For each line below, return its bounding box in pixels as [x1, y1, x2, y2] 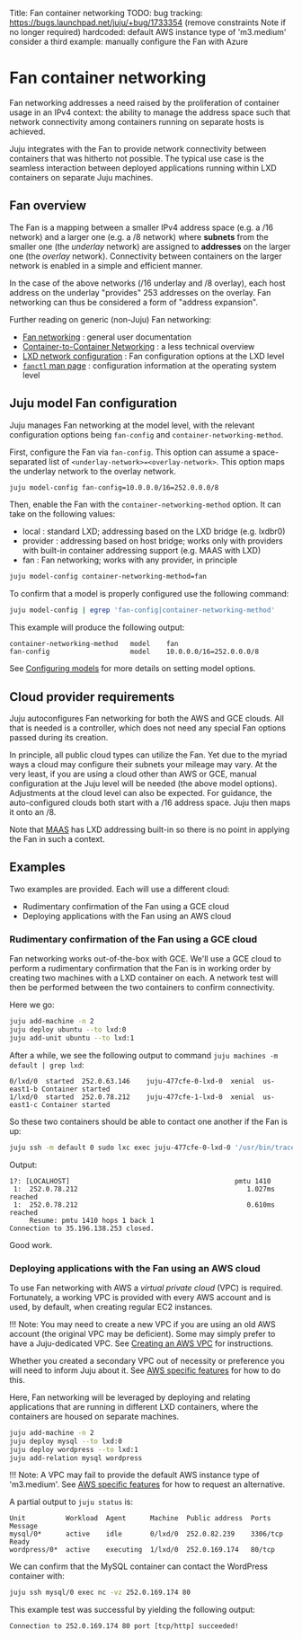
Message [9, 1522, 39, 1531]
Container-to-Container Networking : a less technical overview [22, 341, 255, 351]
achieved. [9, 126, 46, 137]
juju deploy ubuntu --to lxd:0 [9, 1024, 127, 1034]
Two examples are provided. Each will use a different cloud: [9, 883, 230, 894]
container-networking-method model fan [9, 640, 179, 649]
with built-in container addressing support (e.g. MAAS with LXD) [22, 545, 262, 556]
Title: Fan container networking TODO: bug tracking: [9, 8, 204, 18]
